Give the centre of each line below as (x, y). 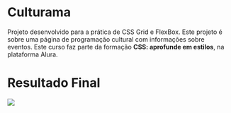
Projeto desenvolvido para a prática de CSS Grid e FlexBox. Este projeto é (115, 32)
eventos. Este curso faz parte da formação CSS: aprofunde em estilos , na (116, 47)
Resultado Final (54, 83)
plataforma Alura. (33, 54)
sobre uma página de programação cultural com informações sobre (106, 39)
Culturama (39, 12)
